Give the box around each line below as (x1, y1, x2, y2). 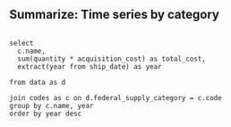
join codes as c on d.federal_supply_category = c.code (9, 93, 222, 102)
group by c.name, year (9, 101, 94, 110)
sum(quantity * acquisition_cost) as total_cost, (17, 54, 206, 63)
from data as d (9, 78, 66, 87)
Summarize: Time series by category (9, 7, 219, 22)
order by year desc (9, 109, 82, 118)
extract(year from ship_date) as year (17, 62, 163, 71)
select (9, 38, 34, 47)
